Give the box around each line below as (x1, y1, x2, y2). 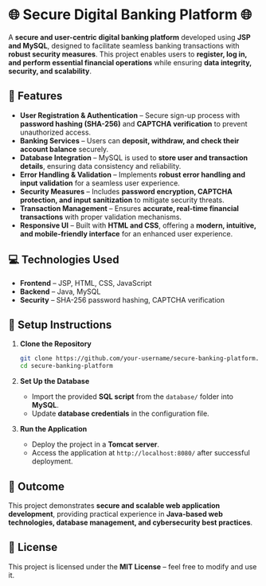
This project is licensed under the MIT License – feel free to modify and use (8, 561, 257, 571)
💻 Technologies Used (8, 253, 119, 267)
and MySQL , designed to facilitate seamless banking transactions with (8, 41, 241, 50)
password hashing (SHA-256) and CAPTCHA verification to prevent (19, 119, 248, 128)
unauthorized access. (19, 127, 92, 137)
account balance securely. (19, 144, 109, 154)
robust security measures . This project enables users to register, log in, (8, 49, 248, 59)
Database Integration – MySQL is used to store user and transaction (19, 153, 248, 162)
